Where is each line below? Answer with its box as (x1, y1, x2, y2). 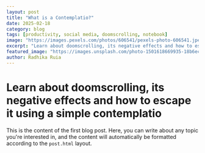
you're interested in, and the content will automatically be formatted (6, 133, 177, 140)
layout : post (6, 9, 40, 15)
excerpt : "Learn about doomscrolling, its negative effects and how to (6, 43, 192, 49)
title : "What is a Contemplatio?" (6, 15, 95, 21)
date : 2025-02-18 (6, 20, 51, 26)
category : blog (6, 26, 45, 32)
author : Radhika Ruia (6, 54, 62, 60)
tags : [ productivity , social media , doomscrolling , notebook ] (6, 32, 168, 38)
